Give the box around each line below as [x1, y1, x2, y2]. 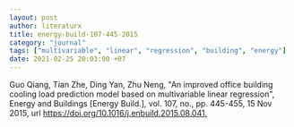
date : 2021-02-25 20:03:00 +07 [9, 55, 126, 63]
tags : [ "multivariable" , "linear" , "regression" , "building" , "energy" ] [9, 47, 287, 55]
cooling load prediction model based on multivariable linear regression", [9, 89, 275, 99]
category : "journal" [9, 38, 87, 47]
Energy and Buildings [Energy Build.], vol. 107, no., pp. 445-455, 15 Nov [9, 98, 272, 108]
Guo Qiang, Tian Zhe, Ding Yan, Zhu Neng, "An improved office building [9, 80, 273, 89]
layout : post [9, 13, 58, 22]
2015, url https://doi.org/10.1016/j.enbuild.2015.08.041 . [9, 108, 208, 118]
